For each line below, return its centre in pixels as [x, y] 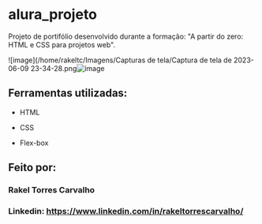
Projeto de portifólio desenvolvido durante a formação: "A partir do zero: [126, 36]
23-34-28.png [54, 68]
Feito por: [32, 168]
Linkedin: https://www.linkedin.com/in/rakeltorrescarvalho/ [126, 211]
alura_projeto [52, 15]
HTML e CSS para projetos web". [62, 44]
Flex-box [34, 143]
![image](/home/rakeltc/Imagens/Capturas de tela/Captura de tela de [120, 60]
